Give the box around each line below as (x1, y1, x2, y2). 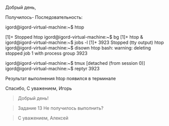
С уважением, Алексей (17, 115, 69, 121)
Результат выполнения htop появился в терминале (5, 75, 116, 81)
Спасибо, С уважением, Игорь (5, 85, 72, 91)
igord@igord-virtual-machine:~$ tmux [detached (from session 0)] (5, 60, 145, 66)
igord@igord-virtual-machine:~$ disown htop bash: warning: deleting (5, 45, 151, 51)
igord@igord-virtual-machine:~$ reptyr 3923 (5, 66, 100, 71)
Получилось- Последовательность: (5, 14, 83, 20)
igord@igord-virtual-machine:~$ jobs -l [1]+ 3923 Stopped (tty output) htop (5, 39, 164, 45)
